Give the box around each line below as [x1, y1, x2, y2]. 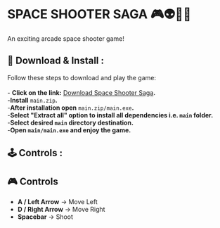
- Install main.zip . [7, 96, 58, 104]
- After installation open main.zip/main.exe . [7, 103, 134, 112]
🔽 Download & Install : [7, 55, 104, 67]
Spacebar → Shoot [17, 213, 74, 221]
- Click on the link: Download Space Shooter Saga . [7, 88, 156, 96]
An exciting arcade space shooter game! [7, 34, 124, 43]
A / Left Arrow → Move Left [17, 197, 98, 205]
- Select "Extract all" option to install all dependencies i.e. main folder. [7, 110, 214, 119]
